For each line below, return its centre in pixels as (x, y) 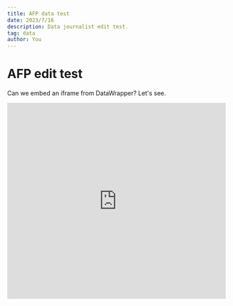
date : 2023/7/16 (31, 20)
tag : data (21, 33)
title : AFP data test (38, 14)
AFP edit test (45, 74)
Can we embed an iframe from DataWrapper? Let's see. (87, 93)
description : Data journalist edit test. (68, 26)
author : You (24, 40)
